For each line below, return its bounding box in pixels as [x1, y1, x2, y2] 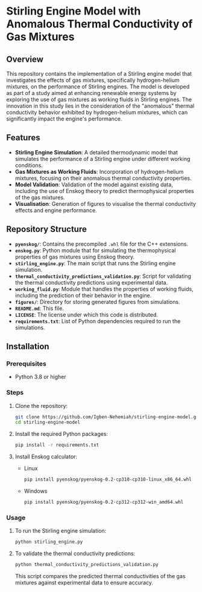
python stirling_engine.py [14, 539, 83, 545]
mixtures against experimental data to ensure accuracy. [14, 579, 154, 587]
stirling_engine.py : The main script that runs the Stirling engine [14, 259, 176, 267]
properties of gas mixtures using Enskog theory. [14, 253, 135, 260]
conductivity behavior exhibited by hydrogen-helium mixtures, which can [6, 109, 188, 116]
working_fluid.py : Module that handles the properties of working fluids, [14, 285, 194, 292]
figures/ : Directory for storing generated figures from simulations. [14, 298, 180, 305]
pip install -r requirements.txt [14, 442, 99, 449]
